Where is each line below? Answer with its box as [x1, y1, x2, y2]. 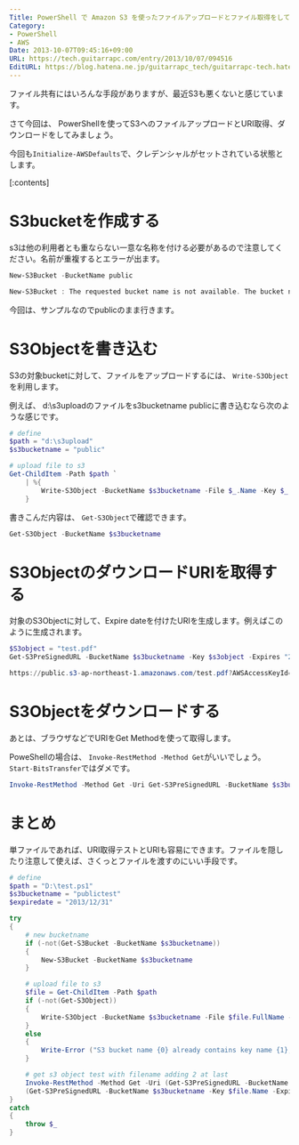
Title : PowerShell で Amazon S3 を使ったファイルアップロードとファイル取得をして [9, 12, 291, 22]
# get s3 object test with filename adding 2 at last [25, 1070, 229, 1079]
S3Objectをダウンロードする [9, 702, 221, 722]
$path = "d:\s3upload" [9, 437, 93, 446]
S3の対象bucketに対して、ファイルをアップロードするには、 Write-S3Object [9, 370, 289, 381]
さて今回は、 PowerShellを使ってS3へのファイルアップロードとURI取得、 [9, 117, 278, 129]
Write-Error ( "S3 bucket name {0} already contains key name [41, 1046, 273, 1055]
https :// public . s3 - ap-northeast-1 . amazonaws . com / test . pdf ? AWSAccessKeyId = [9, 669, 293, 678]
